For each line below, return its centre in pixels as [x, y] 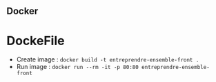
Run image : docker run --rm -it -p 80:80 [77, 67]
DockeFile [36, 41]
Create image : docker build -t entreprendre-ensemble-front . [108, 59]
